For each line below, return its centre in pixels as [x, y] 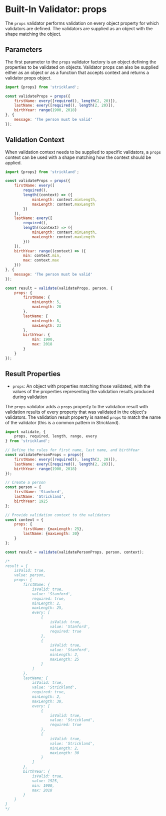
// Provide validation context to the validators [58, 515]
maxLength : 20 [46, 307]
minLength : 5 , [46, 302]
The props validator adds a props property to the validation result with [77, 406]
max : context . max [41, 260]
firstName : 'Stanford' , [39, 492]
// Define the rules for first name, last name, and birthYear [72, 450]
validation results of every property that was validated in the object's [76, 412]
